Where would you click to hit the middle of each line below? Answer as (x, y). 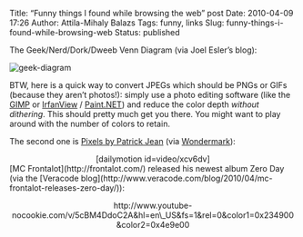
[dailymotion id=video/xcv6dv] (153, 159)
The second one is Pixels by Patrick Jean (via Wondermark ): (123, 141)
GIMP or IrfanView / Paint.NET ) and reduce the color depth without (134, 104)
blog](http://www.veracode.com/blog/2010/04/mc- (177, 178)
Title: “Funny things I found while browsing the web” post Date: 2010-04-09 (151, 13)
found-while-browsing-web (61, 32)
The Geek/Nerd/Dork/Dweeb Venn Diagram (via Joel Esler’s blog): (133, 50)
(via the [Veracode (44, 178)
